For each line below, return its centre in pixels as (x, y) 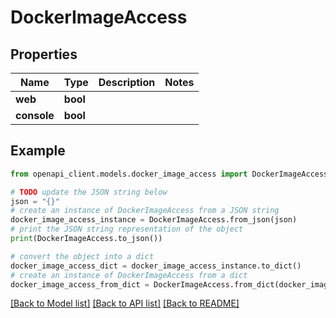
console (35, 115)
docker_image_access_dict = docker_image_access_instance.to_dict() (156, 266)
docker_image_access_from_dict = (80, 284)
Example (38, 151)
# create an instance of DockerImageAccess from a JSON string (145, 211)
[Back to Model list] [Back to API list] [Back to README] (125, 303)
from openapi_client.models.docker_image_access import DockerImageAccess (169, 174)
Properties (44, 54)
